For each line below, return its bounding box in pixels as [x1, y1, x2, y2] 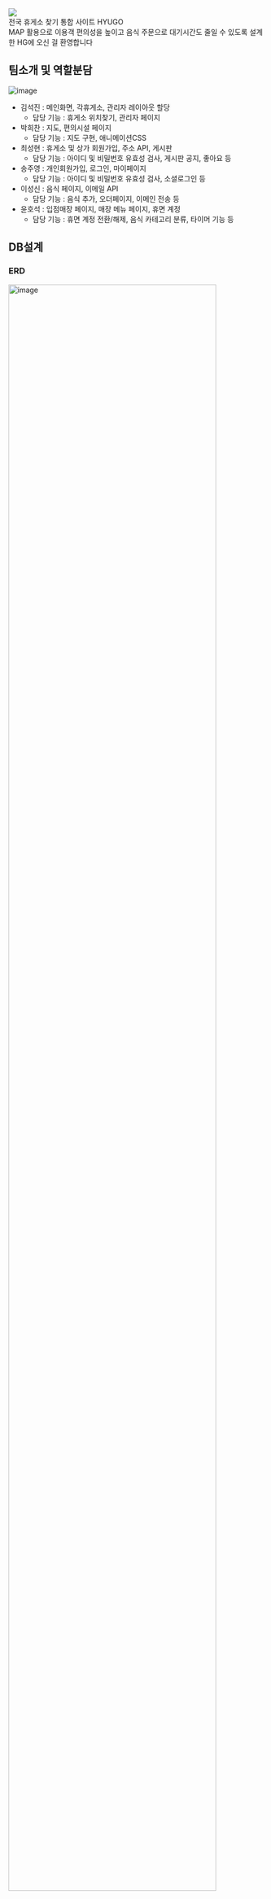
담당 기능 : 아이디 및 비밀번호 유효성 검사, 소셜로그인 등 [32, 173, 206, 183]
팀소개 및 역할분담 [8, 63, 93, 77]
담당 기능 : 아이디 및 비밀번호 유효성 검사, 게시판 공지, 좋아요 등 [32, 153, 232, 163]
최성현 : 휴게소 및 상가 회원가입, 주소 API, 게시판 [20, 142, 173, 153]
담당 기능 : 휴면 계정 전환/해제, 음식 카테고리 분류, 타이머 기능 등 [32, 214, 234, 224]
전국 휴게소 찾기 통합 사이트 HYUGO [8, 17, 124, 27]
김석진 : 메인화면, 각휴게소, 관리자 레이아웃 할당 [20, 102, 171, 112]
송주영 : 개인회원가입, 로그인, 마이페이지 [20, 163, 146, 173]
